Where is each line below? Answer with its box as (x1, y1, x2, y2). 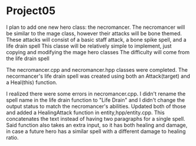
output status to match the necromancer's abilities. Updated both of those (6, 102, 187, 109)
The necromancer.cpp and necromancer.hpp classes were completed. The (6, 66, 188, 73)
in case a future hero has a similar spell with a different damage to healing (6, 128, 186, 135)
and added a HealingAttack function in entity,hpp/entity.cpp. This (6, 109, 165, 116)
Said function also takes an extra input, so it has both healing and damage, (6, 121, 188, 128)
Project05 (6, 4, 56, 18)
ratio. (6, 134, 19, 141)
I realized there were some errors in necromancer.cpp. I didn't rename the (6, 90, 186, 97)
